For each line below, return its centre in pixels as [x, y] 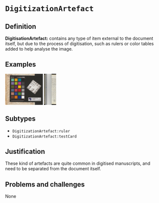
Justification [25, 152]
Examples [20, 65]
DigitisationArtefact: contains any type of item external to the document [79, 38]
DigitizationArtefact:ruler [41, 131]
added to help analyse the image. [39, 49]
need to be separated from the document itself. [53, 169]
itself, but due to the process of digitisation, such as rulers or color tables [79, 44]
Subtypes [20, 119]
